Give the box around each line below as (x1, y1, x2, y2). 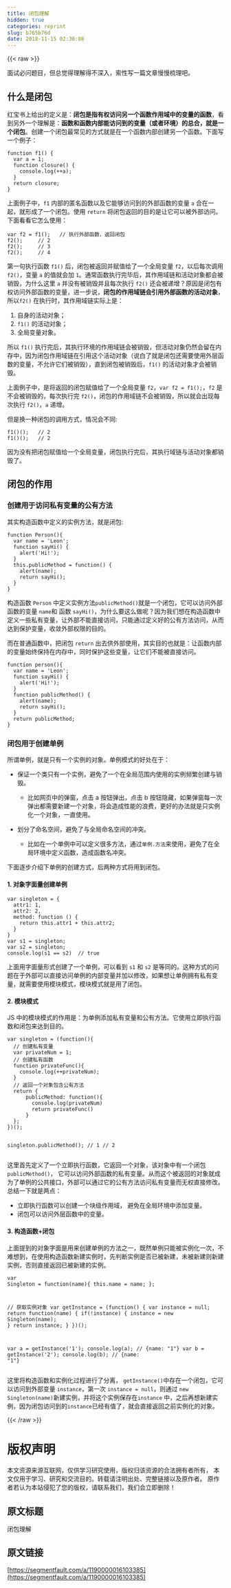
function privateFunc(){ (13, 1063, 85, 1069)
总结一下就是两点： (7, 1187, 62, 1195)
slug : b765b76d (7, 29, 51, 36)
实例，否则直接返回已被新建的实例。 (7, 1261, 110, 1269)
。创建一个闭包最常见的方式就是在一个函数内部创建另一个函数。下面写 (25, 127, 224, 135)
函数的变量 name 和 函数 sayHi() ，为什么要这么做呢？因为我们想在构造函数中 (7, 607, 221, 616)
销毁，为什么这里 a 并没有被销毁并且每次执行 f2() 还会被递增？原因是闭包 (7, 279, 217, 287)
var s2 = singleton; (7, 944, 67, 951)
